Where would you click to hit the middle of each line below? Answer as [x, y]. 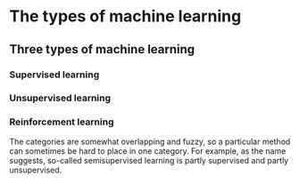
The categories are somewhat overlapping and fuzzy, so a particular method [150, 141]
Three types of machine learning [102, 49]
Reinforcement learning [62, 122]
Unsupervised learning [60, 98]
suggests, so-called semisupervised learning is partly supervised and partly [149, 160]
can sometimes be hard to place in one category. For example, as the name [148, 151]
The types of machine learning [125, 16]
